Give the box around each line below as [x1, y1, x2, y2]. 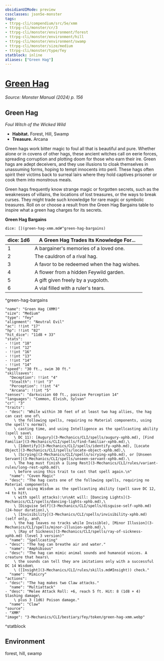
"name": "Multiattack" [9, 585, 56, 590]
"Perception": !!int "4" [9, 384, 60, 389]
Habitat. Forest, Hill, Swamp [12, 131, 69, 137]
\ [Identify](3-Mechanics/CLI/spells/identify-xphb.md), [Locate [14, 443, 150, 448]
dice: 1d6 [7, 237, 30, 243]
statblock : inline [5, 52, 42, 58]
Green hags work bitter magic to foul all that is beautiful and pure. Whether [5, 146, 156, 152]
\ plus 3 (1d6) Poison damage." [14, 597, 80, 602]
